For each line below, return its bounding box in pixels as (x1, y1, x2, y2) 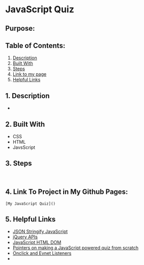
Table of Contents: (5, 41, 66, 50)
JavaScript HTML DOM (12, 239, 62, 246)
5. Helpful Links (5, 215, 56, 224)
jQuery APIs (12, 234, 38, 240)
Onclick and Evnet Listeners (12, 250, 72, 256)
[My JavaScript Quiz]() (5, 201, 56, 206)
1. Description (5, 91, 50, 100)
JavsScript (12, 144, 36, 150)
